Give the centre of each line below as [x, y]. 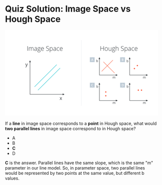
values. [12, 178]
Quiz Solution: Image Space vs [68, 9]
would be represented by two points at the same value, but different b [75, 173]
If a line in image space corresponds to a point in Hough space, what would [81, 123]
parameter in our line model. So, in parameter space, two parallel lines [75, 168]
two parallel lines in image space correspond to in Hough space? [70, 129]
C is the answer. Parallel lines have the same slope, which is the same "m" [79, 163]
